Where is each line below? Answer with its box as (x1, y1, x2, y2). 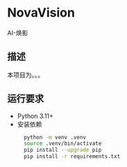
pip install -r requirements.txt (24, 153, 121, 160)
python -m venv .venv (24, 134, 87, 141)
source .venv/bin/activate (24, 140, 102, 147)
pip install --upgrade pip (24, 147, 102, 154)
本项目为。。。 (7, 71, 44, 79)
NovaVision (7, 5, 75, 21)
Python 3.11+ (17, 112, 54, 120)
